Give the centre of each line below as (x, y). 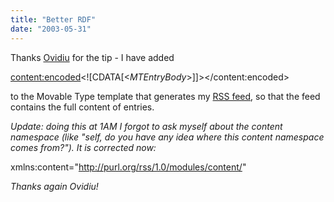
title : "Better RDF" (53, 19)
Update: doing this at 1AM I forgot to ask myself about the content (146, 126)
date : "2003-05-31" (51, 29)
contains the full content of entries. (82, 107)
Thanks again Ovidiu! (54, 186)
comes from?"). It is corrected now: (83, 147)
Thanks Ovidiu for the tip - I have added (92, 57)
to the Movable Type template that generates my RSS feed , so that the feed (165, 96)
